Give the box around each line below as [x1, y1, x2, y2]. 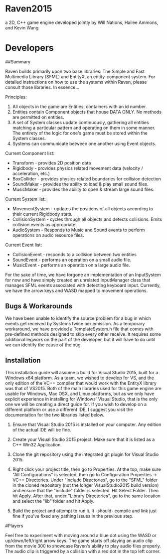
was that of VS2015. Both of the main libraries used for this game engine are [5, 385, 162, 391]
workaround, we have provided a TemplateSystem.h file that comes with [5, 326, 154, 332]
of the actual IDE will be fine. [12, 426, 71, 432]
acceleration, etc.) [12, 170, 50, 176]
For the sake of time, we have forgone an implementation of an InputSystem [5, 272, 161, 278]
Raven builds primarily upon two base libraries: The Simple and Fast [5, 68, 145, 74]
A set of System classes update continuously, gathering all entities [12, 119, 149, 125]
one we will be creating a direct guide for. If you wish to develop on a [5, 401, 147, 407]
